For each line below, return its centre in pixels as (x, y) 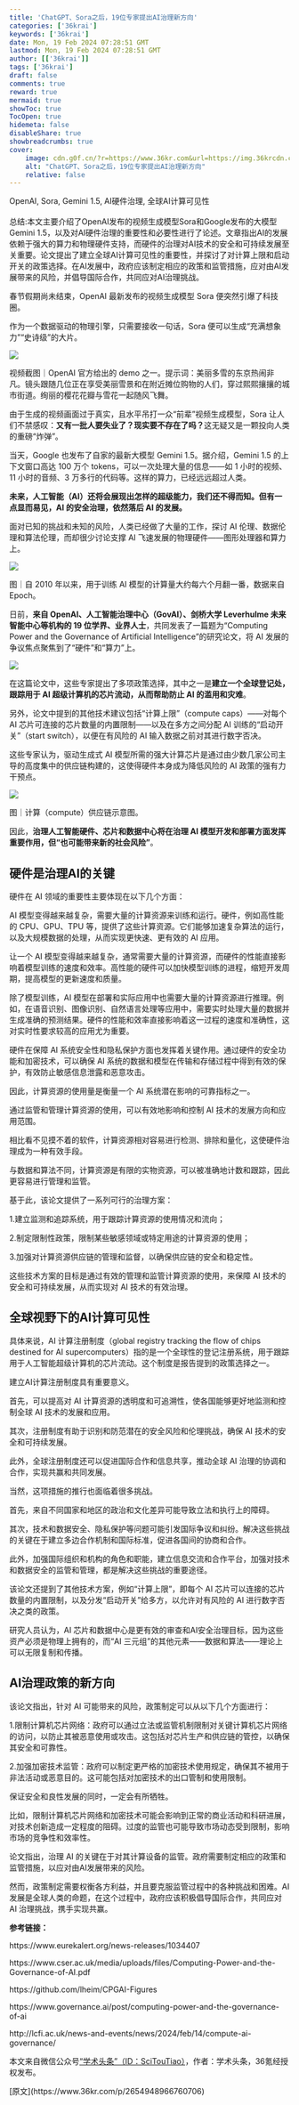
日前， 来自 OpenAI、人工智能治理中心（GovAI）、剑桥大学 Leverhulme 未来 (148, 614)
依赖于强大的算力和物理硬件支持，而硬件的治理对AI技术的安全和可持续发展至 (149, 244)
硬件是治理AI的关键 (62, 873)
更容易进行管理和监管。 (52, 1181)
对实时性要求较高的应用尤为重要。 (72, 1031)
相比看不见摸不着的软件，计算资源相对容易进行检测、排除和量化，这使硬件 (145, 1140)
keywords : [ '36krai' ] (49, 34)
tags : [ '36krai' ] (41, 68)
